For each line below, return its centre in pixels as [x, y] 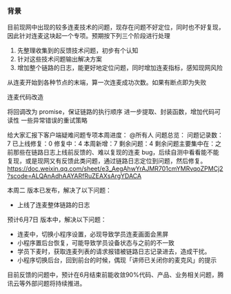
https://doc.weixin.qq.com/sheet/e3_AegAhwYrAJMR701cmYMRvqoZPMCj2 [115, 169]
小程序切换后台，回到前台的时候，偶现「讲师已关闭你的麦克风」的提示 [117, 260]
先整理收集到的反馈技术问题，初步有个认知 [78, 50]
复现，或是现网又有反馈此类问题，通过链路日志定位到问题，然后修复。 [107, 161]
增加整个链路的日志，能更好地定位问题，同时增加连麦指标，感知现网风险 [120, 68]
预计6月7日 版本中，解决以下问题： [57, 219]
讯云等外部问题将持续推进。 [47, 284]
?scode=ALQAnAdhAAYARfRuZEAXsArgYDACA [74, 176]
